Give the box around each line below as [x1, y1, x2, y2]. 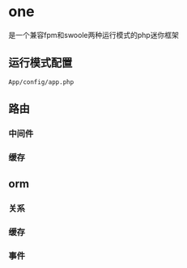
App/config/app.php [8, 77, 74, 86]
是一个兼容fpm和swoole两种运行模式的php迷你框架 [8, 30, 180, 40]
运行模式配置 [8, 56, 73, 70]
